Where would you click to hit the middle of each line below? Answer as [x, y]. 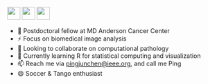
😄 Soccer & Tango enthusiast [60, 73]
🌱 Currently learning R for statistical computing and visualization [109, 56]
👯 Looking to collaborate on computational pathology [93, 49]
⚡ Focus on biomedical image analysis [72, 39]
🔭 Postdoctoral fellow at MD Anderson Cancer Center [93, 31]
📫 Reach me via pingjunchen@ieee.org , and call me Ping [99, 63]
